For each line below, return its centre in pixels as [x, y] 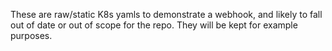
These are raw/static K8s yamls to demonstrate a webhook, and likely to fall [166, 14]
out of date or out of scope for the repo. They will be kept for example [154, 25]
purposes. [31, 35]
